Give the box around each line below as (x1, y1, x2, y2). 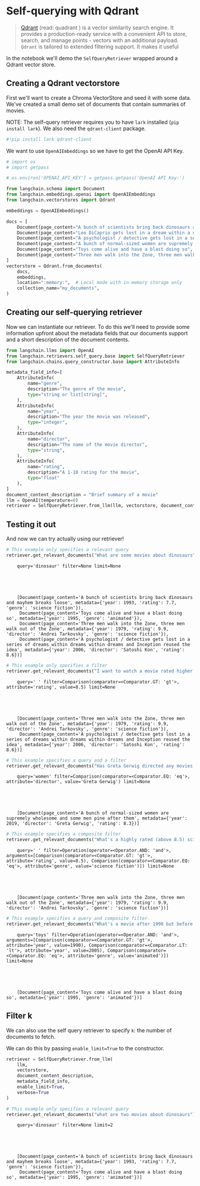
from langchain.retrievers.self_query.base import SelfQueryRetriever (6, 353, 185, 359)
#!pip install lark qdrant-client (6, 136, 92, 142)
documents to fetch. (6, 1033, 56, 1040)
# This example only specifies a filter (6, 662, 108, 668)
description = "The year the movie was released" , (27, 414, 151, 420)
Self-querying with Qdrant (6, 4, 139, 18)
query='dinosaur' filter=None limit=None (17, 563, 121, 569)
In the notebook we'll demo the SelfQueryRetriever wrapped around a (6, 54, 178, 62)
